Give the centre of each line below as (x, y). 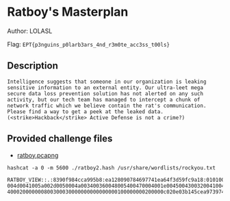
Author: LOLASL (30, 31)
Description (33, 66)
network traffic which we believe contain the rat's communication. (107, 106)
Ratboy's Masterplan (68, 12)
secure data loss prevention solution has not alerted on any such (105, 93)
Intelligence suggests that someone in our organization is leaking (107, 82)
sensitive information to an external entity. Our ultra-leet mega (105, 87)
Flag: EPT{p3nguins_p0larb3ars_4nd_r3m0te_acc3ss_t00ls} (88, 44)
